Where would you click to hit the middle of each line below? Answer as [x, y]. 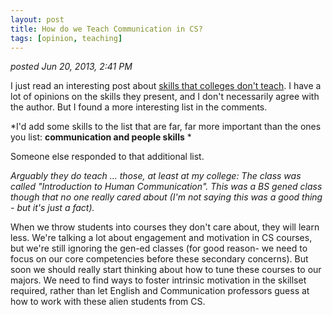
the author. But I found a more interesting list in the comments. [139, 107]
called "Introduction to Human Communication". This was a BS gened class [166, 187]
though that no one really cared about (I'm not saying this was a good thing [166, 197]
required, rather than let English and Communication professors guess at [160, 291]
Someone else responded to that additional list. [107, 157]
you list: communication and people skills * [101, 137]
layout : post [37, 19]
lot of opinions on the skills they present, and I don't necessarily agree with [165, 97]
